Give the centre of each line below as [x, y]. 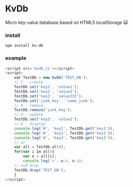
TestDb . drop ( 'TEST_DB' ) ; [40, 170]
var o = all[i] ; [40, 156]
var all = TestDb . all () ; [40, 147]
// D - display [30, 124]
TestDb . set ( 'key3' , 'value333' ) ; [49, 96]
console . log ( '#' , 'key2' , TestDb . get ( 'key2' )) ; [64, 133]
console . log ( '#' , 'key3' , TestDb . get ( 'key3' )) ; [64, 138]
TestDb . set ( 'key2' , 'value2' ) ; [47, 92]
